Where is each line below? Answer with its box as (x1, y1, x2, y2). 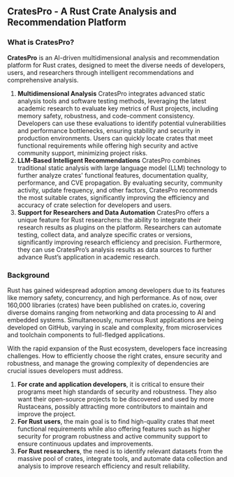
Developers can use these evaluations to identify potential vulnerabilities (17, 119, 226, 127)
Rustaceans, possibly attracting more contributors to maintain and (17, 402, 208, 411)
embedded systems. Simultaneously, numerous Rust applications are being (7, 315, 224, 324)
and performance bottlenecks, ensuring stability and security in (17, 126, 200, 135)
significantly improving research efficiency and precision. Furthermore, (17, 238, 222, 246)
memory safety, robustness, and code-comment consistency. (17, 111, 195, 120)
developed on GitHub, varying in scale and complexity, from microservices (7, 323, 222, 332)
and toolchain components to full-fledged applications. (7, 330, 166, 339)
